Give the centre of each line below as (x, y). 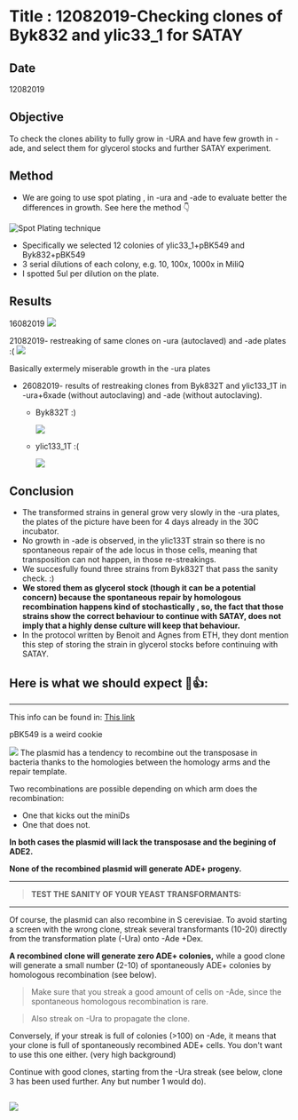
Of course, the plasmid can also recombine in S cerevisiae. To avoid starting (148, 920)
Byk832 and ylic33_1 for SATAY (126, 35)
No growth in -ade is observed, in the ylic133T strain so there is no (144, 541)
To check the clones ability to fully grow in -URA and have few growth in (141, 139)
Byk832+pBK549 (54, 254)
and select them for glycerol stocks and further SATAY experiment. (149, 147)
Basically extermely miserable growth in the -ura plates (110, 369)
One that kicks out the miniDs (76, 815)
